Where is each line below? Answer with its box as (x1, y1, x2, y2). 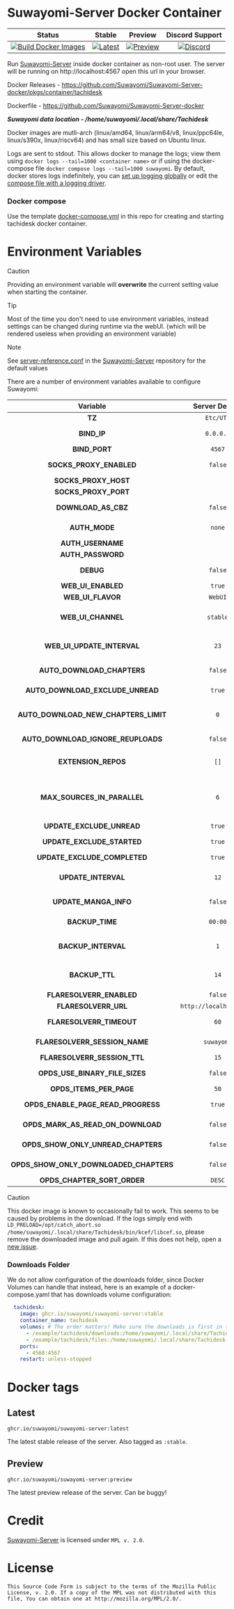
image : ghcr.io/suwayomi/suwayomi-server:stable (19, 1310, 164, 1317)
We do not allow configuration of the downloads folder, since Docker (7, 1276, 204, 1284)
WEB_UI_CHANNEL (60, 613, 124, 622)
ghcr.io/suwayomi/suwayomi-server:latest (7, 1425, 130, 1432)
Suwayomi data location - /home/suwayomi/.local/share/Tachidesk (7, 115, 209, 123)
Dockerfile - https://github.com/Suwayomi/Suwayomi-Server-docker (7, 101, 204, 109)
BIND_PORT (72, 444, 112, 454)
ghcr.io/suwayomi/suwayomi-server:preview (7, 1476, 132, 1484)
